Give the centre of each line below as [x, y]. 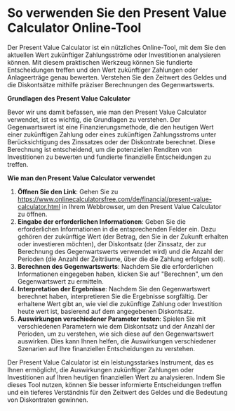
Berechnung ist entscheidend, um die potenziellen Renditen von [100, 149]
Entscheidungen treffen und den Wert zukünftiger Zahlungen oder [103, 70]
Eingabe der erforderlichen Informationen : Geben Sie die [101, 221]
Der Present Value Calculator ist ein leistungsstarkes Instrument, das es [110, 362]
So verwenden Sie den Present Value [117, 13]
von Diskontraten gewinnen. [48, 400]
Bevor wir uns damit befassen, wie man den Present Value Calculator [107, 112]
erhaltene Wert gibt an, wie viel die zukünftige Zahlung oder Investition [120, 303]
